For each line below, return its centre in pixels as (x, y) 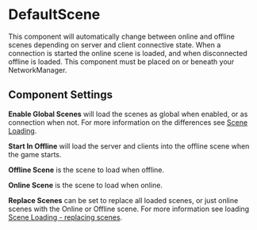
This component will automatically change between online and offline (122, 36)
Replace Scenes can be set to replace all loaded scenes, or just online (123, 200)
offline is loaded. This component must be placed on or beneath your (121, 62)
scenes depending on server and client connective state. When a (115, 44)
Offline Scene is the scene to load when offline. (86, 170)
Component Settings (61, 95)
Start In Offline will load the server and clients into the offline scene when (129, 146)
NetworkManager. (38, 70)
